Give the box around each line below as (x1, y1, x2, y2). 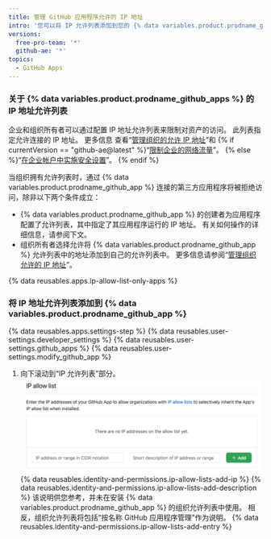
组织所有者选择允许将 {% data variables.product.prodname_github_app (19, 240, 256, 250)
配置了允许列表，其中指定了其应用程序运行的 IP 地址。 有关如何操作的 (19, 220, 252, 230)
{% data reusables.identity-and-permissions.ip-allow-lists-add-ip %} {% (19, 474, 262, 483)
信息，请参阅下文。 (27, 230, 91, 239)
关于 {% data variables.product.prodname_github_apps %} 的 (8, 93, 255, 104)
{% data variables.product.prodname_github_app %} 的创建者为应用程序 (19, 209, 261, 219)
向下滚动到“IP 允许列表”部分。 (19, 369, 120, 379)
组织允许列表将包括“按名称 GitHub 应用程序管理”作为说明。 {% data (34, 512, 260, 522)
